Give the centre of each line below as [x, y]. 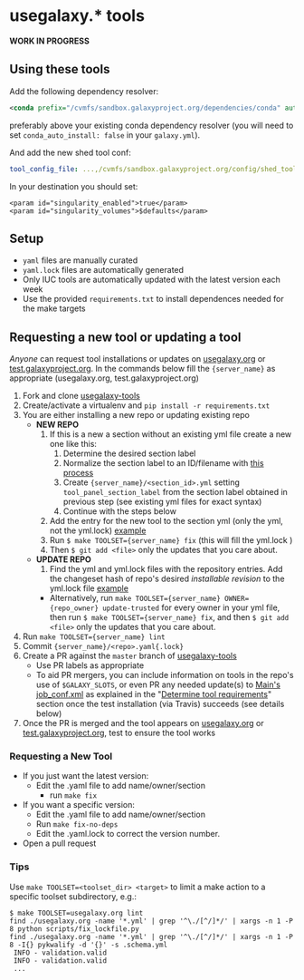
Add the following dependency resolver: [84, 91]
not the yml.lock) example [98, 530]
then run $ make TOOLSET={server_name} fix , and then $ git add [169, 617]
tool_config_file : [44, 169]
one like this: [73, 444]
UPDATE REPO [64, 559]
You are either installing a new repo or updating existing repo [136, 415]
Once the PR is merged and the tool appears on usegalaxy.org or [143, 723]
